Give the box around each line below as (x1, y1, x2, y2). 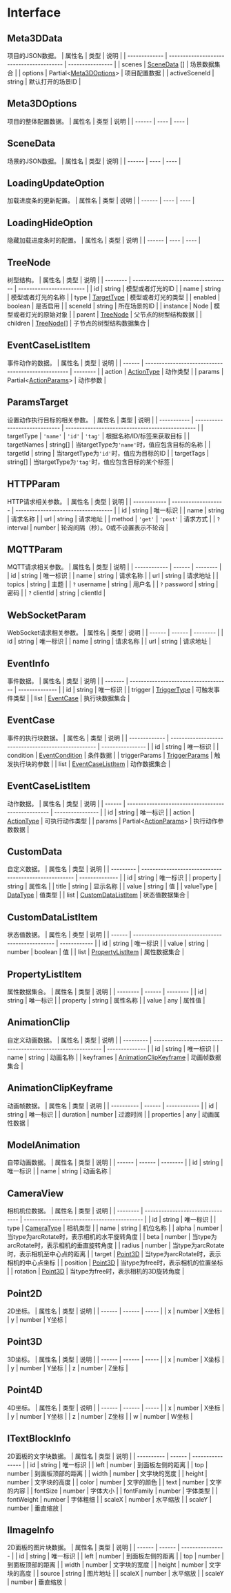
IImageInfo (7, 1524, 54, 1536)
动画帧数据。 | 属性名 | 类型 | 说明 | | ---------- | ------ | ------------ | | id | (7, 1101, 218, 1110)
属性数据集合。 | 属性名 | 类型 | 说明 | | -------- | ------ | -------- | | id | (7, 987, 208, 996)
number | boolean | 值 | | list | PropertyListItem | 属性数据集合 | (7, 948, 185, 956)
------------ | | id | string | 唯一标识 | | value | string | (59, 939, 209, 948)
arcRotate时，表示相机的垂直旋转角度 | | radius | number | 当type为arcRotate (7, 1241, 225, 1249)
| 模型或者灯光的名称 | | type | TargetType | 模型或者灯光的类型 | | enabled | (7, 293, 221, 301)
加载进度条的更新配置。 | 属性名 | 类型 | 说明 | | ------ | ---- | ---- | (7, 196, 195, 205)
